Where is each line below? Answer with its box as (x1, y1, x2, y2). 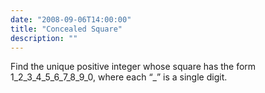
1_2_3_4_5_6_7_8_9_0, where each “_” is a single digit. (10, 71, 228, 83)
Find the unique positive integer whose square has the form (10, 61, 257, 73)
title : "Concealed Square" (10, 24, 123, 34)
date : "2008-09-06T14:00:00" (10, 14, 132, 25)
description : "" (10, 33, 78, 43)
